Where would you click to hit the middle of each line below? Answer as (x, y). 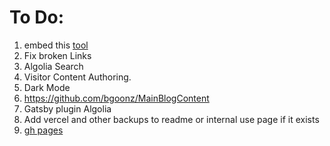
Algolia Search (53, 66)
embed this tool (56, 45)
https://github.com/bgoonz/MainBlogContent (116, 98)
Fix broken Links (57, 55)
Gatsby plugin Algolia (67, 108)
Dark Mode (47, 87)
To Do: (37, 17)
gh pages (43, 130)
